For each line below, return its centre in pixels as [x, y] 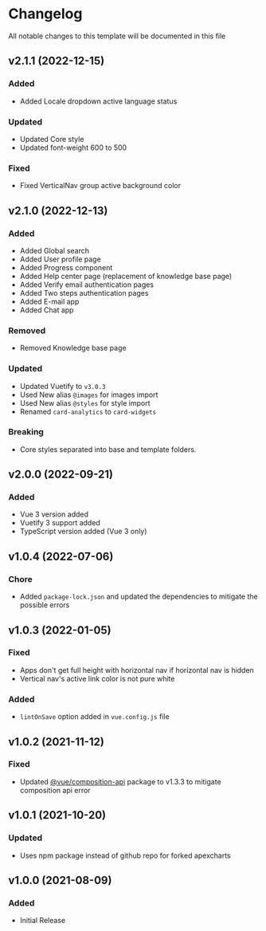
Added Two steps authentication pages [84, 293]
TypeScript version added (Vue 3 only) [83, 532]
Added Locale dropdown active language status [98, 101]
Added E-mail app [49, 301]
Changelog [45, 14]
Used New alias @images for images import [89, 395]
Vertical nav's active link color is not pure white [97, 678]
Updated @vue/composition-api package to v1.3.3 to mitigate [120, 781]
